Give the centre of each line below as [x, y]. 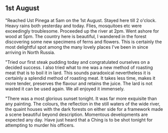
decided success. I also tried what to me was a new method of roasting [79, 67]
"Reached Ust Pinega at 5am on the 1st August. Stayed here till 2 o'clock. [81, 20]
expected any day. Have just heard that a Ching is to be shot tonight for [79, 119]
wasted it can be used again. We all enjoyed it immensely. [65, 89]
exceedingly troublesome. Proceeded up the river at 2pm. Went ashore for [82, 31]
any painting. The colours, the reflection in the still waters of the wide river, [83, 104]
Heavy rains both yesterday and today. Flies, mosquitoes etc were [73, 26]
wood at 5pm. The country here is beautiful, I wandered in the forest [76, 36]
